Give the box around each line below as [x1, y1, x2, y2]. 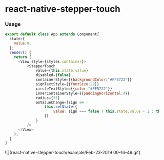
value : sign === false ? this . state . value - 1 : [53, 109, 154, 114]
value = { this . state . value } [36, 68, 89, 73]
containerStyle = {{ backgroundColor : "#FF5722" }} [36, 77, 132, 82]
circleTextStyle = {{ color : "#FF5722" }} [36, 86, 112, 91]
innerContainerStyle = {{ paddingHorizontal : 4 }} [36, 91, 130, 96]
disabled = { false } [36, 73, 71, 78]
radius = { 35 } [36, 95, 60, 100]
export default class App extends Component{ [5, 32, 99, 37]
